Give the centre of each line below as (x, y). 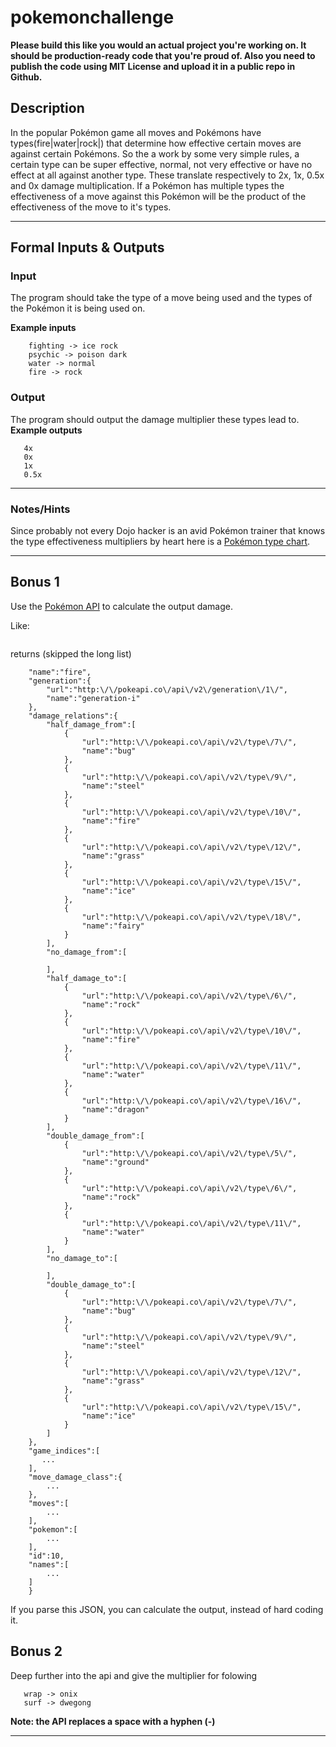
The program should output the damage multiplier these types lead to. (155, 419)
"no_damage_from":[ (87, 952)
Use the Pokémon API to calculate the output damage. (121, 606)
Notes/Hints (40, 509)
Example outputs (46, 430)
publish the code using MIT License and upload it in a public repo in (153, 66)
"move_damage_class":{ (75, 1477)
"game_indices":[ (64, 1451)
